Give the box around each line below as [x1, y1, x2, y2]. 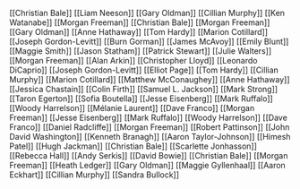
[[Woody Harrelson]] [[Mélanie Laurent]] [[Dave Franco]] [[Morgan [9, 103, 255, 113]
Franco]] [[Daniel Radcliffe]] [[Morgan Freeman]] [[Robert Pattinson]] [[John [9, 122, 290, 133]
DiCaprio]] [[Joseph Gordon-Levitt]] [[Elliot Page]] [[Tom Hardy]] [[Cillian [9, 64, 279, 75]
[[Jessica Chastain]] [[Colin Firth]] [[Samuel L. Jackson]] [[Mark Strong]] [9, 84, 279, 94]
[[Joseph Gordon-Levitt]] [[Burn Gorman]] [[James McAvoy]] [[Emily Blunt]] [9, 36, 289, 47]
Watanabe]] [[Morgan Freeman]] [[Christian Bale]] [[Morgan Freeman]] [9, 17, 270, 28]
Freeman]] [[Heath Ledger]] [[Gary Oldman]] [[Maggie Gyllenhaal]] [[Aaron [9, 160, 287, 170]
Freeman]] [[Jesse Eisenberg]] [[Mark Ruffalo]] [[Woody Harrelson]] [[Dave [9, 112, 288, 123]
